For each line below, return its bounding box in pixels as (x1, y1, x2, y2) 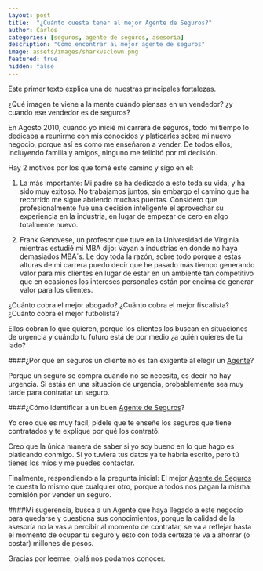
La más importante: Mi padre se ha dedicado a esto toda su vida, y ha (19, 178, 246, 187)
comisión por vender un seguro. (8, 489, 111, 499)
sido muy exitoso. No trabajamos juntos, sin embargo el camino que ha (19, 186, 250, 196)
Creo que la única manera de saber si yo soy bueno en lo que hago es (8, 441, 235, 451)
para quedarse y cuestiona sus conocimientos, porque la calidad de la (8, 513, 236, 522)
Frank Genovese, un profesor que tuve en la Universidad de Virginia (19, 235, 239, 244)
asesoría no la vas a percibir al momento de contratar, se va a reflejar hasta (8, 522, 252, 531)
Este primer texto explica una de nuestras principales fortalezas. (8, 84, 217, 93)
